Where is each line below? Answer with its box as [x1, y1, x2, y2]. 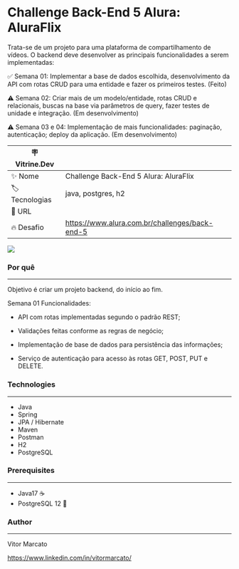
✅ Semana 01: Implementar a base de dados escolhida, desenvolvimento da [7, 72, 230, 80]
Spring [17, 410, 38, 419]
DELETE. [17, 362, 44, 370]
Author [7, 517, 33, 527]
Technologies [7, 380, 55, 390]
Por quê [7, 262, 36, 272]
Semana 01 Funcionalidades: [7, 299, 91, 308]
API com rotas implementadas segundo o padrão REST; [17, 313, 181, 321]
